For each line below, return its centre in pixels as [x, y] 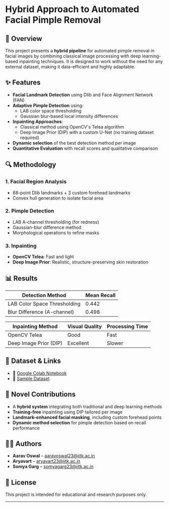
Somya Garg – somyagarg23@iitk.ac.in [53, 467]
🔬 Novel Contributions [40, 394]
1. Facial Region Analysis [36, 181]
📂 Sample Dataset [31, 378]
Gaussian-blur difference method [47, 227]
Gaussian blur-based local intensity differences [69, 116]
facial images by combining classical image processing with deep [73, 56]
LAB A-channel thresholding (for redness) [56, 222]
